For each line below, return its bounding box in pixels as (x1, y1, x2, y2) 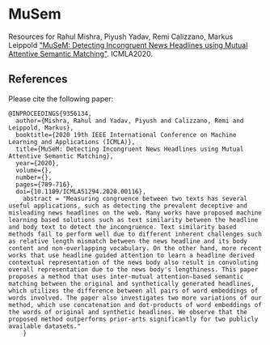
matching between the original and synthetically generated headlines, (8, 279, 255, 287)
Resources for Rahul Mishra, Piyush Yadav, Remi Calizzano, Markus (8, 32, 234, 41)
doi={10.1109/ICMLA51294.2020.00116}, (15, 187, 147, 195)
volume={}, (15, 166, 53, 174)
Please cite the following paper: (8, 94, 114, 104)
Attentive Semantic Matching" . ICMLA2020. (8, 49, 154, 58)
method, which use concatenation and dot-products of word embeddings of (8, 300, 263, 309)
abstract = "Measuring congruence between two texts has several (23, 194, 248, 202)
